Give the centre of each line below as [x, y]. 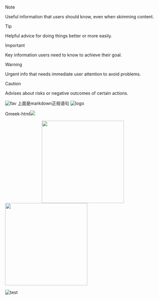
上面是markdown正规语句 [43, 103]
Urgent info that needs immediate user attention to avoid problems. [73, 74]
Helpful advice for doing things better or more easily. [59, 36]
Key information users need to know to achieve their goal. [64, 55]
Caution [13, 84]
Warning [14, 64]
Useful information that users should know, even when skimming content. [79, 17]
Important [15, 45]
